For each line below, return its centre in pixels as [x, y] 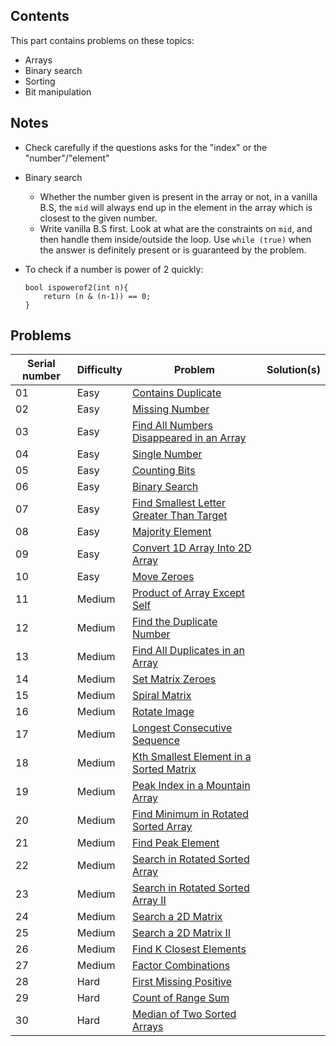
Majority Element [171, 532]
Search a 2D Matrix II [181, 933]
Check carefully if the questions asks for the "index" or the [146, 147]
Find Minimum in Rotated [190, 814]
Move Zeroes [163, 577]
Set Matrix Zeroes [174, 679]
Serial [41, 364]
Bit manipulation [58, 91]
